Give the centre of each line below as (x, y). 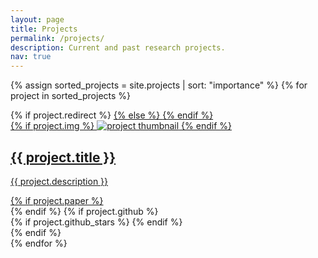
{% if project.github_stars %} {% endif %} (96, 222)
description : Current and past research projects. (118, 47)
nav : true (31, 57)
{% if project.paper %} (57, 200)
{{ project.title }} (63, 157)
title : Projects (44, 29)
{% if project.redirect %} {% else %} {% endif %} (112, 115)
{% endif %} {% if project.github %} (84, 211)
